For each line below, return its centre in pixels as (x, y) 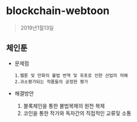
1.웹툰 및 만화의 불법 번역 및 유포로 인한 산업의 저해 (71, 75)
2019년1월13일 (37, 28)
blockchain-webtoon (58, 11)
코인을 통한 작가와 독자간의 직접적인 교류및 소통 (77, 113)
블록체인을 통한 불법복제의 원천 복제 (64, 106)
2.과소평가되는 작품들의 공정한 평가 (51, 82)
